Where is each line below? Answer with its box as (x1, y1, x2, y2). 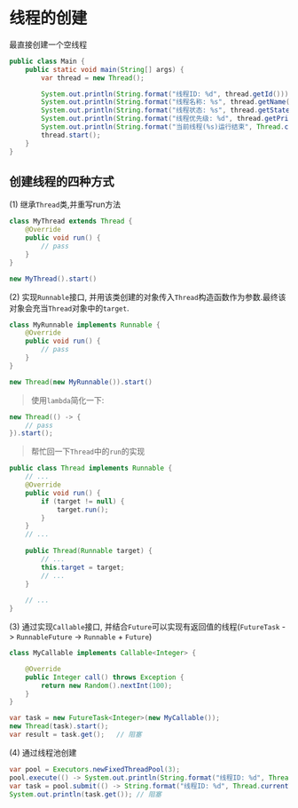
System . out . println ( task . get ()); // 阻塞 (9, 789, 162, 799)
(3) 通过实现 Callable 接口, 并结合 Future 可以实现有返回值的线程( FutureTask (9, 622, 280, 631)
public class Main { (9, 57, 86, 66)
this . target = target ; (41, 563, 125, 572)
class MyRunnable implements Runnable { (9, 321, 161, 329)
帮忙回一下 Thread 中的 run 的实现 (30, 446, 145, 457)
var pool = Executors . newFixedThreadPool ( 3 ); (9, 764, 180, 773)
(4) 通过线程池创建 (9, 747, 77, 757)
